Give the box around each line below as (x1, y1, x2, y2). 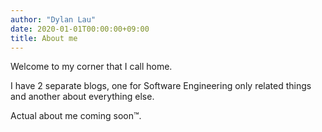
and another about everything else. (10, 91, 155, 103)
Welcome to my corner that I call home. (10, 61, 173, 73)
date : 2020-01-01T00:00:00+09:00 (10, 24, 150, 34)
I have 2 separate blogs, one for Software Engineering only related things (10, 80, 312, 92)
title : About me (10, 33, 78, 43)
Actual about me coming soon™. (10, 110, 142, 122)
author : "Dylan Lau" (10, 14, 97, 25)
